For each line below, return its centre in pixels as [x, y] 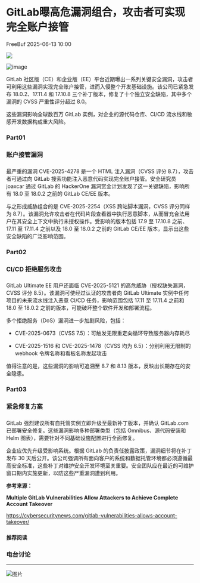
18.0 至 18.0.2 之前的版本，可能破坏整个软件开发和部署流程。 [81, 308]
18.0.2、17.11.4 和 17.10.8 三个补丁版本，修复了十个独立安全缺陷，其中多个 [102, 94]
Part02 [16, 252]
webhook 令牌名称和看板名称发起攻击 [61, 353]
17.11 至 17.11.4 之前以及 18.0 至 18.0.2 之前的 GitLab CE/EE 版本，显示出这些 [98, 229]
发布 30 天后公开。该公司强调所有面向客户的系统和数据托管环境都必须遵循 [97, 458]
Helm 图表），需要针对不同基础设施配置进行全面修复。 [72, 438]
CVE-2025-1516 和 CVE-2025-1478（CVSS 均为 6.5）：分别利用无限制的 [103, 346]
